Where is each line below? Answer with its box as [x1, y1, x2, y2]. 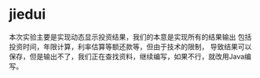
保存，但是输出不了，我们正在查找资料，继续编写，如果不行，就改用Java [9, 51, 245, 61]
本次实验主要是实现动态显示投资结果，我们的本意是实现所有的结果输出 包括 [9, 32, 252, 41]
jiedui [9, 5, 46, 23]
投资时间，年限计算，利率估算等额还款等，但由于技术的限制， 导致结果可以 [9, 41, 252, 51]
